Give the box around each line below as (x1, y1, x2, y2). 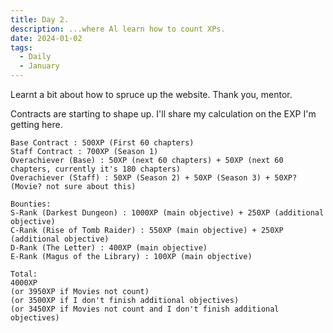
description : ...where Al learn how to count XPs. (10, 24, 226, 34)
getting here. (10, 119, 63, 130)
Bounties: (10, 199, 52, 209)
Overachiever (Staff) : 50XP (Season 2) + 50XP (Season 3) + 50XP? (10, 173, 298, 183)
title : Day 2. (10, 14, 70, 25)
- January (19, 61, 60, 71)
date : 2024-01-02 (10, 33, 83, 43)
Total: (10, 269, 38, 279)
